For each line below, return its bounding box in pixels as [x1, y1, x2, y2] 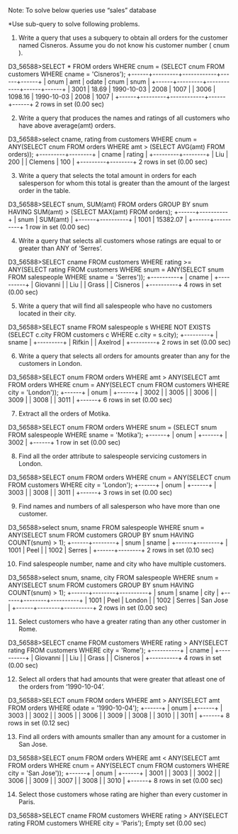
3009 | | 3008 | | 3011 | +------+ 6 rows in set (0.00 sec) [8, 396, 173, 404]
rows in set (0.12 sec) [8, 719, 70, 727]
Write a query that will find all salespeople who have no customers [18, 301, 212, 310]
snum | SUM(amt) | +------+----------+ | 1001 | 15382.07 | [17, 216, 187, 223]
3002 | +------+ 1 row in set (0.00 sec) [8, 438, 121, 446]
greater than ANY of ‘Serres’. [18, 244, 103, 252]
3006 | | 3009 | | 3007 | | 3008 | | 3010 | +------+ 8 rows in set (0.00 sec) [8, 777, 223, 784]
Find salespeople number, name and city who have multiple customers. [18, 560, 227, 568]
